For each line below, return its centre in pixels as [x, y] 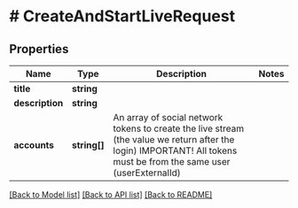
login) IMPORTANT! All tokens [175, 150]
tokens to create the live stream [179, 128]
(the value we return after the [174, 139]
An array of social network [168, 117]
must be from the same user [172, 162]
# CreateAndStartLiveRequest [122, 16]
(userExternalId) [147, 173]
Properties [39, 49]
